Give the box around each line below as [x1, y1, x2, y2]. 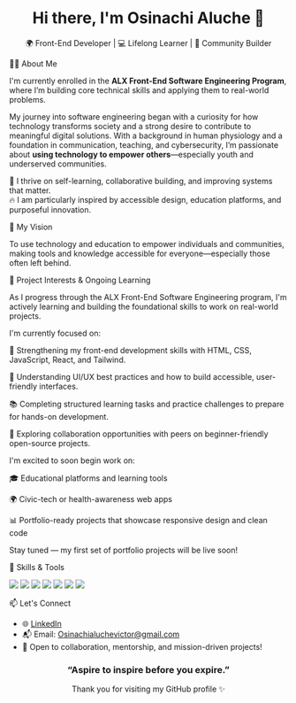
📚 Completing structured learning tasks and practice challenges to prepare [9, 398, 285, 409]
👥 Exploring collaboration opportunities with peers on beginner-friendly [9, 429, 269, 439]
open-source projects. [9, 437, 91, 448]
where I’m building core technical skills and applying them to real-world [9, 84, 269, 96]
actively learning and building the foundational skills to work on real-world [9, 301, 279, 312]
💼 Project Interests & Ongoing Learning [9, 274, 151, 285]
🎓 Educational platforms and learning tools [9, 473, 168, 483]
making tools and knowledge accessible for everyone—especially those [9, 248, 271, 259]
